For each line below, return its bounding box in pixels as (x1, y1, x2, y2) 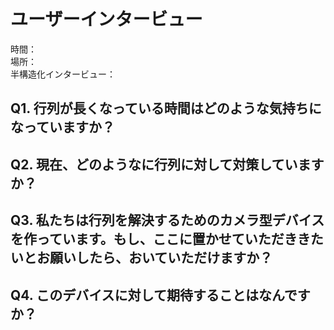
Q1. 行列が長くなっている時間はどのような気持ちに (10, 100, 322, 117)
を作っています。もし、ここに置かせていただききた (10, 231, 324, 248)
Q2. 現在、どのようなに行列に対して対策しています (10, 156, 325, 173)
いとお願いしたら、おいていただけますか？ (10, 250, 273, 267)
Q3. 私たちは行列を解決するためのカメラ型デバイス (10, 212, 325, 229)
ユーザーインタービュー (10, 8, 203, 31)
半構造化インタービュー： (10, 68, 116, 80)
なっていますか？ (10, 119, 115, 136)
